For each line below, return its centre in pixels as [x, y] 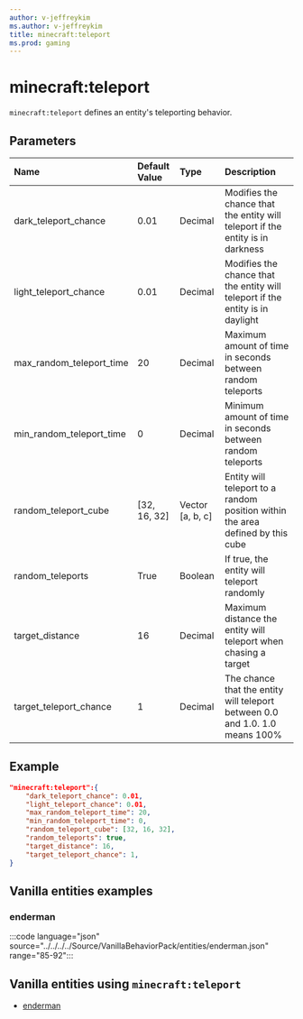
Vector [194, 505]
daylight [241, 320]
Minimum [244, 405]
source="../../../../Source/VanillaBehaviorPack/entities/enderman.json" [139, 946]
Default [153, 166]
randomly [244, 593]
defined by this [256, 533]
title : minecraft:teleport [60, 34]
